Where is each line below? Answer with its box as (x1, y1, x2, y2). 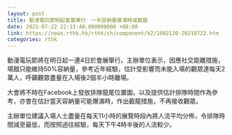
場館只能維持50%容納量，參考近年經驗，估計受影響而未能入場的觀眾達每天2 (7, 65, 226, 73)
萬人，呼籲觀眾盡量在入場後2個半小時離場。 (7, 74, 133, 82)
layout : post (7, 10, 45, 17)
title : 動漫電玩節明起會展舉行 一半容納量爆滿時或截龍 (7, 17, 148, 24)
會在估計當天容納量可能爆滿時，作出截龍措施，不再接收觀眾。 (25, 97, 202, 105)
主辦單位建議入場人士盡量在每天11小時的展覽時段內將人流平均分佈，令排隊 (7, 112, 219, 120)
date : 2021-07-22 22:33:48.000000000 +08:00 (7, 23, 138, 30)
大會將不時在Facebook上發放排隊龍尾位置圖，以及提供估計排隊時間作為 (7, 88, 212, 97)
